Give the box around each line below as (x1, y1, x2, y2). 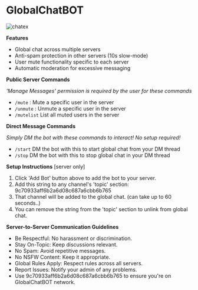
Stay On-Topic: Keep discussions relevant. (14, 241, 118, 248)
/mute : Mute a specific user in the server (14, 98, 114, 106)
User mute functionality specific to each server (14, 58, 129, 65)
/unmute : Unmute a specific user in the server (14, 105, 127, 112)
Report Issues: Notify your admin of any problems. (14, 266, 137, 273)
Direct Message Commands (6, 122, 75, 129)
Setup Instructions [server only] (6, 163, 85, 170)
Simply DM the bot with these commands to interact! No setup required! (6, 134, 181, 141)
